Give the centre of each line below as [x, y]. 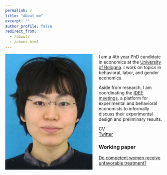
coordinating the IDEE [121, 92]
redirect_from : [21, 32]
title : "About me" [24, 16]
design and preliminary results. [130, 119]
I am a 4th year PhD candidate [130, 57]
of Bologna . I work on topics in [130, 67]
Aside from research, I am [125, 87]
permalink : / [19, 10]
